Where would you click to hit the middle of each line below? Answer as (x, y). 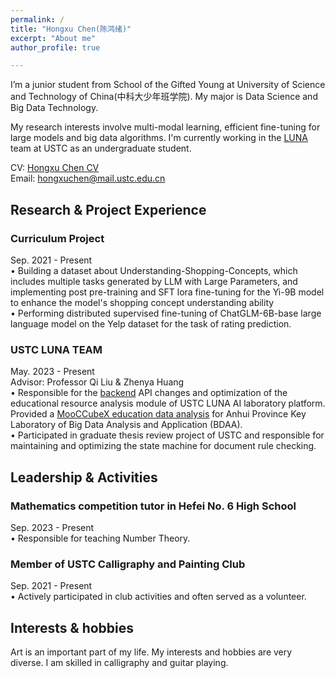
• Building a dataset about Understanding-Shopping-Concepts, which (154, 270)
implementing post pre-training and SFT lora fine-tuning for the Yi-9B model (167, 292)
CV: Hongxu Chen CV (55, 168)
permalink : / (37, 19)
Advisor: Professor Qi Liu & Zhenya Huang (97, 382)
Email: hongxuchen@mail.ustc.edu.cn (88, 178)
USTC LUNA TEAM (56, 349)
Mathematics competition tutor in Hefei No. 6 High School (153, 506)
